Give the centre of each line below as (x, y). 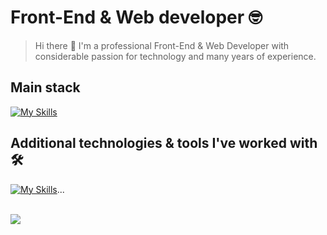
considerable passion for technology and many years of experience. (175, 56)
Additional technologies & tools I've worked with (164, 143)
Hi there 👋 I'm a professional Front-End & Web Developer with (162, 45)
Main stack (45, 87)
